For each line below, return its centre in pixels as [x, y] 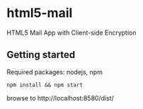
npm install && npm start [45, 85]
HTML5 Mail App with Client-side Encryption [71, 33]
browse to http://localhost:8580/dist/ [60, 98]
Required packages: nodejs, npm [55, 71]
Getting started [41, 55]
